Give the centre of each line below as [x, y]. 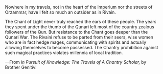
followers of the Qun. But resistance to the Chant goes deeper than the [77, 32]
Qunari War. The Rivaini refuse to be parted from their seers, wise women [79, 37]
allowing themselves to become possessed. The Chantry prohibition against [81, 47]
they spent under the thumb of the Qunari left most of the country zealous [80, 27]
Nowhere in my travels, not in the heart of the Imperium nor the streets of [79, 7]
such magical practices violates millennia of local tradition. [64, 53]
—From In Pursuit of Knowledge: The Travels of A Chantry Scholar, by [76, 62]
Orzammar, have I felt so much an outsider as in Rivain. [60, 12]
